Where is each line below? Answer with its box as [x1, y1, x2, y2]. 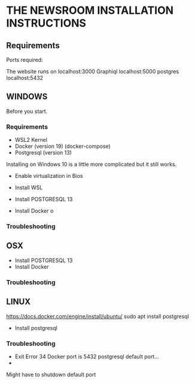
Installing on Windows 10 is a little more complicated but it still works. [6, 160, 177, 168]
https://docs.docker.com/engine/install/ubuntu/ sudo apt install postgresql [6, 312, 190, 320]
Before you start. [6, 108, 48, 115]
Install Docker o [14, 207, 54, 215]
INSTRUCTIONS [6, 16, 87, 30]
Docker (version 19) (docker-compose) [14, 142, 111, 150]
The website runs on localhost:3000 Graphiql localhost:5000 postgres [6, 68, 179, 75]
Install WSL [14, 184, 43, 191]
